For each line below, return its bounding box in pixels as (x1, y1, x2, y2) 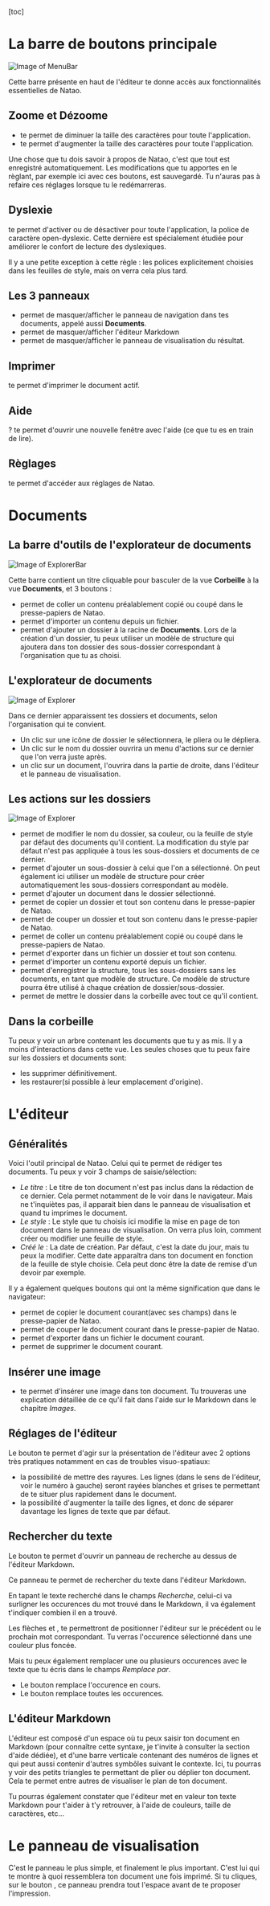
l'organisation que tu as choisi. (19, 650, 122, 660)
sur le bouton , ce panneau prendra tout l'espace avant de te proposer (8, 1880, 241, 1890)
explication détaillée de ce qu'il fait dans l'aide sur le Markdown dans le (19, 1395, 257, 1405)
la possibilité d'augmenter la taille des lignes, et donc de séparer (19, 1498, 234, 1507)
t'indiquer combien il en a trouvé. (8, 1607, 118, 1618)
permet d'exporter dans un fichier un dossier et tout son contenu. (19, 948, 237, 959)
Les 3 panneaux (8, 288, 90, 302)
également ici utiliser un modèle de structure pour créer (19, 872, 205, 881)
